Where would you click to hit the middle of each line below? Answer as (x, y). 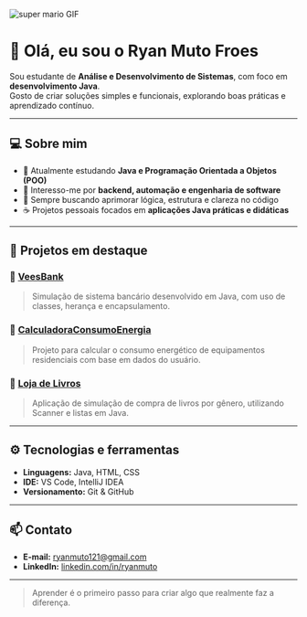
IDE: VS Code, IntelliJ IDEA (73, 482)
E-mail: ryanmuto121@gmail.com (85, 557)
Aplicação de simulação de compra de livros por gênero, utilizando (158, 403)
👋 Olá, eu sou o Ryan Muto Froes (134, 51)
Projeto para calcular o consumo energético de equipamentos (148, 350)
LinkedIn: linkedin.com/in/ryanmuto (90, 566)
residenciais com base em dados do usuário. (116, 359)
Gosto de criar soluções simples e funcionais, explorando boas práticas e (148, 95)
